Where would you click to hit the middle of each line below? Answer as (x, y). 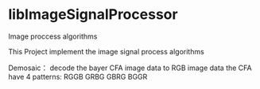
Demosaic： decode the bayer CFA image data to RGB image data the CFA (130, 68)
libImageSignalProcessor (93, 15)
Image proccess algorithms (53, 36)
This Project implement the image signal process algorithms (106, 51)
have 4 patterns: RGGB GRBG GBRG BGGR (78, 76)
